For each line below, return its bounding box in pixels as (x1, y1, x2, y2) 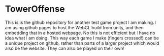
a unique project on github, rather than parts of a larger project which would (5, 40, 159, 46)
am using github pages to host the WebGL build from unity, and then (5, 24, 144, 30)
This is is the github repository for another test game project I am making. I (5, 19, 157, 25)
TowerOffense (5, 3, 65, 15)
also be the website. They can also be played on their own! (5, 45, 125, 51)
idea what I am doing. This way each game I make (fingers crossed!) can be (5, 35, 159, 41)
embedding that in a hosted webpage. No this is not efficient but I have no (5, 30, 155, 36)
